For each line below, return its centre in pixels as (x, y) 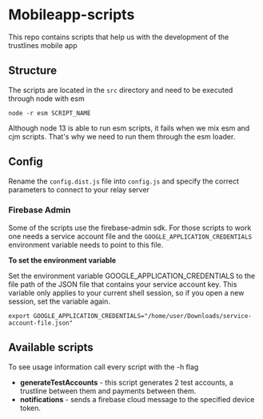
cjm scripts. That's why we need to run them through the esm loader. (122, 136)
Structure (33, 71)
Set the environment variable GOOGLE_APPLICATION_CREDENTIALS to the (132, 276)
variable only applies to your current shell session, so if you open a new (126, 292)
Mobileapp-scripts (72, 15)
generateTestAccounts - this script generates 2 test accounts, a (126, 382)
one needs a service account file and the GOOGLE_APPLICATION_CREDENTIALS (130, 236)
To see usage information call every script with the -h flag (104, 367)
